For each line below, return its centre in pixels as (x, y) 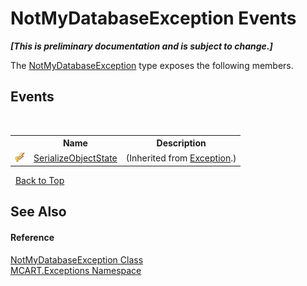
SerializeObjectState (75, 158)
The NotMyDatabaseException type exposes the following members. (152, 65)
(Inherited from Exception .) (181, 158)
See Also (38, 212)
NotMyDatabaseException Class (77, 259)
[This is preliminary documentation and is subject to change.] (141, 46)
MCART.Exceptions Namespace (76, 270)
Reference (32, 237)
